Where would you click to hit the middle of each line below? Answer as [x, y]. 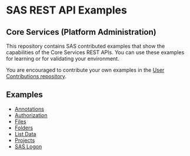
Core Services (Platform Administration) [81, 32]
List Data [25, 134]
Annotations [29, 109]
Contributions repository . [36, 76]
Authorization [31, 115]
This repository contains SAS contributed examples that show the [86, 46]
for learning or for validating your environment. [63, 59]
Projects [25, 140]
